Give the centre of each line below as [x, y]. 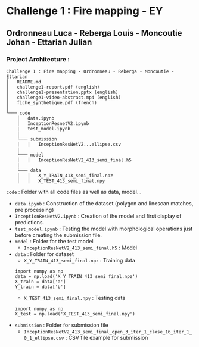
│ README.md [24, 82]
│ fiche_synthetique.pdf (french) [52, 102]
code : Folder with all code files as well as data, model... [74, 192]
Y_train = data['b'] [40, 287]
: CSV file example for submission [107, 337]
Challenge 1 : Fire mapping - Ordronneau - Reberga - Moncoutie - [90, 71]
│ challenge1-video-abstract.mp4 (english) [63, 97]
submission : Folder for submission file [61, 325]
